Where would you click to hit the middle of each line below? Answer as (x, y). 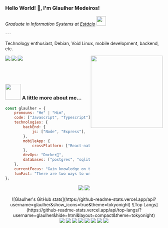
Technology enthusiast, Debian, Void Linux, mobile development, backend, (82, 43)
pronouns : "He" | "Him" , (40, 113)
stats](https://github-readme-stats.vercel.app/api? (104, 199)
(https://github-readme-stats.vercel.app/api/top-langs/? (84, 210)
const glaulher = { (25, 108)
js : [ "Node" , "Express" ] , (59, 132)
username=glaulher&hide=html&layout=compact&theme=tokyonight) (84, 215)
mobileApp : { (37, 141)
